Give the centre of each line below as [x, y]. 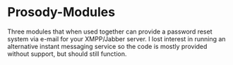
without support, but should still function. [67, 54]
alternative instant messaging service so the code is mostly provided [107, 46]
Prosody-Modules [61, 12]
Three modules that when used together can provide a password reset [110, 31]
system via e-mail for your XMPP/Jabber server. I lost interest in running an [116, 38]
